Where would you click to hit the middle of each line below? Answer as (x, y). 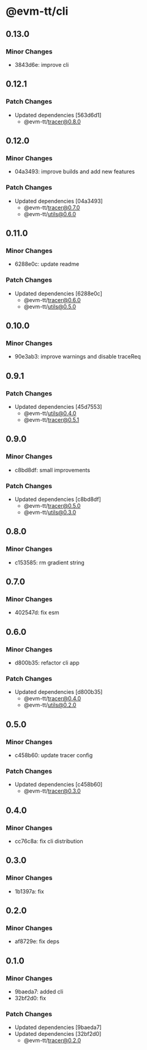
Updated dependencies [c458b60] (58, 785)
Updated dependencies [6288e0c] (58, 294)
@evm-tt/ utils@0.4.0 (50, 413)
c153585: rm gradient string (50, 562)
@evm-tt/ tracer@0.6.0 (52, 300)
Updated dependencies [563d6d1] (58, 115)
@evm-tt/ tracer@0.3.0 (52, 791)
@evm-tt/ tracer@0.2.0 (52, 1040)
